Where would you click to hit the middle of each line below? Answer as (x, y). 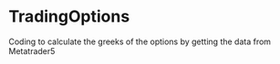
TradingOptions (69, 17)
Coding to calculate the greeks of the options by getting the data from (140, 41)
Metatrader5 (32, 50)
